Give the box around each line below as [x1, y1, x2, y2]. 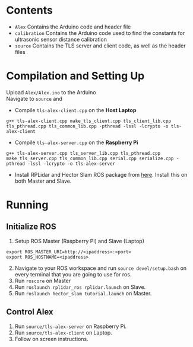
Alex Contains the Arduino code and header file [14, 23, 131, 30]
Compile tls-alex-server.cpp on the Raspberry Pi [14, 139, 138, 146]
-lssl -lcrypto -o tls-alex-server [27, 161, 116, 167]
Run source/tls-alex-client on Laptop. [14, 329, 113, 336]
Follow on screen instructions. [14, 335, 89, 342]
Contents [6, 4, 53, 17]
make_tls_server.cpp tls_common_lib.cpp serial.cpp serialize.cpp [6, 155, 174, 161]
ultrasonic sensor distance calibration [14, 36, 107, 43]
